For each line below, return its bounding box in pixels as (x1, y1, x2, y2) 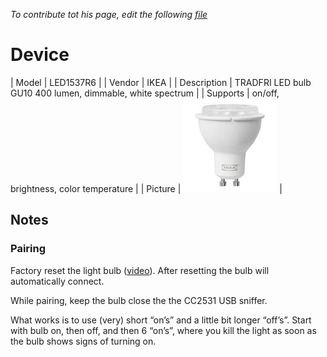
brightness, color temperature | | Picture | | (10, 182, 283, 194)
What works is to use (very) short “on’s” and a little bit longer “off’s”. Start (10, 314, 312, 326)
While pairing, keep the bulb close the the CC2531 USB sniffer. (10, 294, 268, 306)
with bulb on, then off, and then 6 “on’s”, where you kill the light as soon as (10, 324, 317, 336)
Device (10, 44, 70, 66)
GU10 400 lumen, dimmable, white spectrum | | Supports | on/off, (10, 87, 280, 99)
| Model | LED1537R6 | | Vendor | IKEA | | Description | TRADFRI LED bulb (10, 76, 312, 88)
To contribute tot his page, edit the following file (10, 9, 208, 20)
